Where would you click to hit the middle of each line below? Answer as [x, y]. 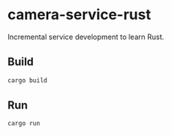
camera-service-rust [80, 15]
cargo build [27, 80]
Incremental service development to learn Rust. [86, 37]
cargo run [24, 124]
